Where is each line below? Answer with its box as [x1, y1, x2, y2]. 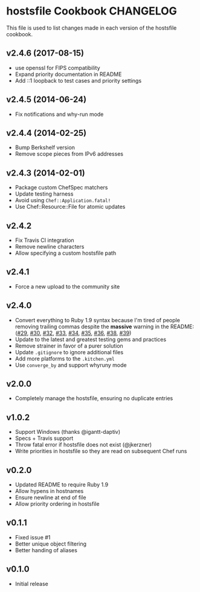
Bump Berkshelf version [15, 144, 76, 151]
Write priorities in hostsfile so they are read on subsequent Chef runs [15, 448, 187, 455]
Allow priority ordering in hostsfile [15, 500, 100, 508]
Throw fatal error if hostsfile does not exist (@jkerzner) [15, 441, 152, 448]
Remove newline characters [15, 243, 85, 250]
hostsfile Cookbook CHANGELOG [6, 4, 177, 18]
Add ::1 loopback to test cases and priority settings [15, 77, 142, 84]
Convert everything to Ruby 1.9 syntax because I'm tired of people [15, 316, 180, 323]
